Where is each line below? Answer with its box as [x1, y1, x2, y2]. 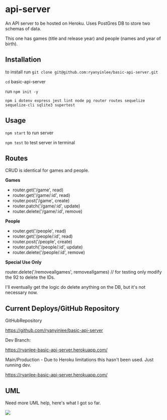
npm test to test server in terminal [5, 139, 75, 145]
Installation [5, 56, 41, 64]
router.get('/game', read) [12, 187, 64, 193]
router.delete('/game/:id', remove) [12, 208, 83, 215]
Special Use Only [5, 259, 42, 266]
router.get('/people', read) [12, 228, 66, 234]
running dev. [5, 362, 32, 368]
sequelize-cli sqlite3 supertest [5, 102, 75, 108]
